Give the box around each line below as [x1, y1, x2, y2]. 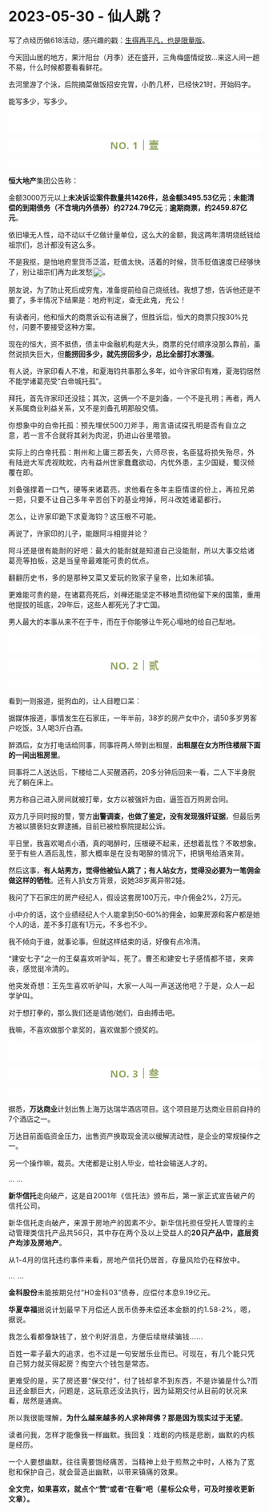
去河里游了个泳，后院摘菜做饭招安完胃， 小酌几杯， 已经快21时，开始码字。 [8, 79, 256, 89]
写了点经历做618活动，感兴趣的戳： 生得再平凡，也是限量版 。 [8, 35, 210, 45]
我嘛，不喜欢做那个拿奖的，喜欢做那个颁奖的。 [8, 1025, 163, 1035]
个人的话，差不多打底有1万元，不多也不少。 [8, 920, 152, 930]
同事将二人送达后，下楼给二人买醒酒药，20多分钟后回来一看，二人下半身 [8, 768, 249, 777]
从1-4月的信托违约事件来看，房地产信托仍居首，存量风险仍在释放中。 [8, 1255, 245, 1265]
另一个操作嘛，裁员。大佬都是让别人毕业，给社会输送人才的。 [8, 1158, 212, 1168]
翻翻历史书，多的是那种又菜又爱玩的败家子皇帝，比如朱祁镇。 [8, 573, 219, 582]
